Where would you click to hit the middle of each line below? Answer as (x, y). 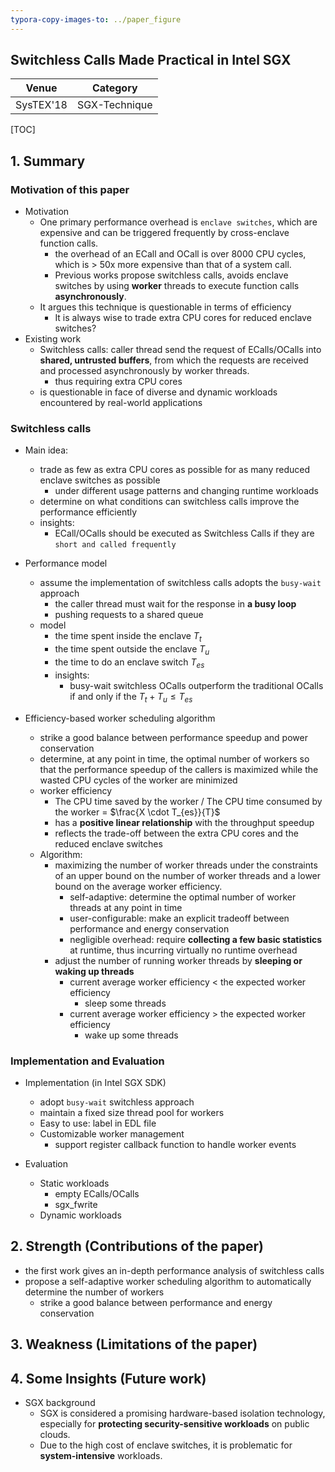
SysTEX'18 (41, 105)
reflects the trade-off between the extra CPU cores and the (176, 833)
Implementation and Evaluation (87, 1061)
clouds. (55, 1434)
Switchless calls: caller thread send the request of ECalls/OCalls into (180, 350)
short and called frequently (115, 545)
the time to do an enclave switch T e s (129, 663)
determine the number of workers (94, 1292)
